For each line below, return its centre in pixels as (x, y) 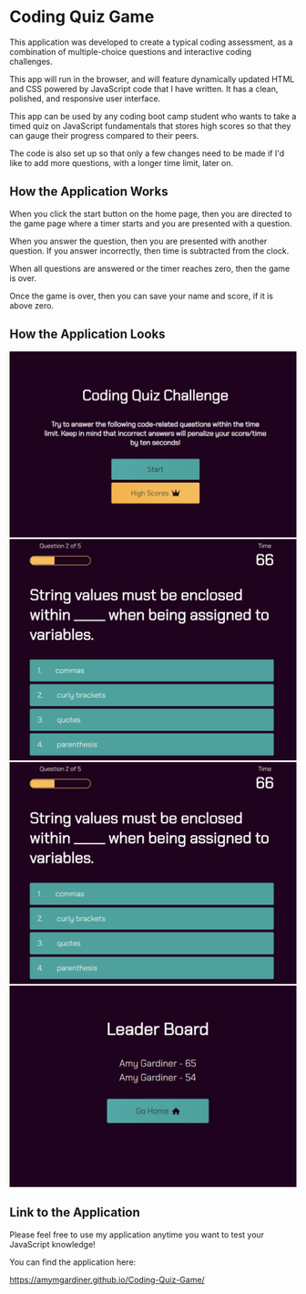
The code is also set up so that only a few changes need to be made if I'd (147, 153)
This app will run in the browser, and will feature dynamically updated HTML (152, 78)
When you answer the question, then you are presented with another (138, 241)
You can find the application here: (73, 1262)
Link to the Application (75, 1212)
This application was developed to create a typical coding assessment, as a (151, 42)
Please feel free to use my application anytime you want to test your (137, 1235)
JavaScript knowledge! (52, 1244)
